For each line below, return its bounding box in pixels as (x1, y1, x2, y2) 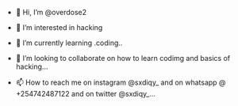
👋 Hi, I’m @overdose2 (15, 8, 87, 17)
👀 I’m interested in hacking (15, 23, 103, 32)
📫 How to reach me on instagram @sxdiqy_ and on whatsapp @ (15, 78, 226, 87)
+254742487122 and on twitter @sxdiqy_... (15, 89, 156, 98)
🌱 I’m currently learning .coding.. (15, 38, 123, 47)
